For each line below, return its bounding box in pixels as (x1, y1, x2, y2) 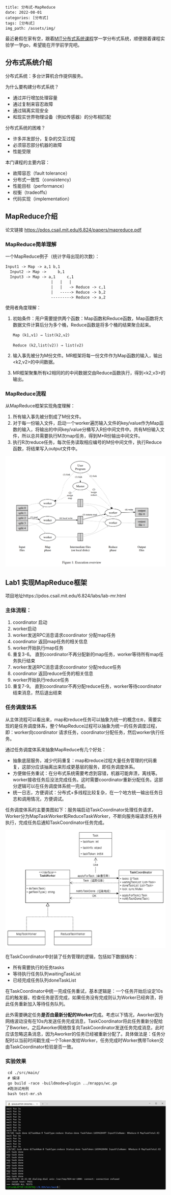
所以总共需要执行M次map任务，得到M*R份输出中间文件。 (21, 433, 143, 439)
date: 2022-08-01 (5, 10, 42, 15)
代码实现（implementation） (12, 195, 72, 202)
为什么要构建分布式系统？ (5, 83, 59, 90)
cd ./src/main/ (7, 1070, 40, 1076)
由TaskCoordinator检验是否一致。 (5, 1044, 76, 1050)
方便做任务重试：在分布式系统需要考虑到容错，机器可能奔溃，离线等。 (12, 770, 160, 776)
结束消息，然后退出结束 (12, 690, 62, 696)
